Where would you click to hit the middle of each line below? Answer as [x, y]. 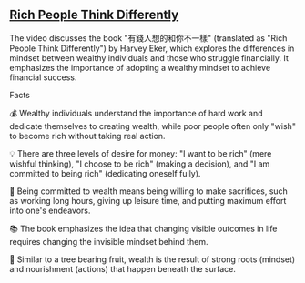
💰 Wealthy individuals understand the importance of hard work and [136, 113]
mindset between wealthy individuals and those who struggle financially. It [149, 57]
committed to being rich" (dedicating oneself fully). [105, 173]
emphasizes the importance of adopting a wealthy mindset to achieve [140, 67]
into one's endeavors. [50, 210]
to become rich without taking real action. [87, 136]
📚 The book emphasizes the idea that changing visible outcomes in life [143, 228]
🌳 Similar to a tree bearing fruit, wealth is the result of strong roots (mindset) [152, 259]
